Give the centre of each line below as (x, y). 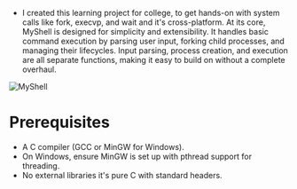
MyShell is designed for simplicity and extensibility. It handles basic (145, 31)
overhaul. (39, 69)
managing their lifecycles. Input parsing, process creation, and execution (155, 51)
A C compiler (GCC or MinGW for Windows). (103, 146)
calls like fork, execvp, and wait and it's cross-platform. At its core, (144, 22)
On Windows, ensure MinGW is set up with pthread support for (137, 156)
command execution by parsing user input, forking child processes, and (153, 41)
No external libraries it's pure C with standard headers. (122, 175)
